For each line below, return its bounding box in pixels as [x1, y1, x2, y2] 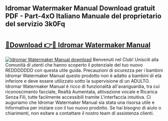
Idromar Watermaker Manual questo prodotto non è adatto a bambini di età [5, 73, 162, 79]
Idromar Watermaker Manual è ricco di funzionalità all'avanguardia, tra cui [5, 83, 160, 89]
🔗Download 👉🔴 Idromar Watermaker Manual [5, 40, 151, 49]
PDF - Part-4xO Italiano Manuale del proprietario [5, 12, 161, 21]
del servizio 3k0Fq [5, 20, 65, 28]
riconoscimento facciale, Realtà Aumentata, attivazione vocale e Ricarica [5, 89, 158, 95]
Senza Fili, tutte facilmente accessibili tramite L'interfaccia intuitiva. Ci [5, 94, 151, 100]
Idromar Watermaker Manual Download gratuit [5, 4, 155, 13]
